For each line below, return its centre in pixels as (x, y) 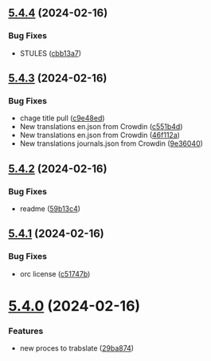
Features (26, 331)
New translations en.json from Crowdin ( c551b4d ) (101, 127)
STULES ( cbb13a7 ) (51, 53)
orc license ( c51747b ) (55, 273)
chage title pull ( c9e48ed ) (62, 118)
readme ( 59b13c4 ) (50, 209)
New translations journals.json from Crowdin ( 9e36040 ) (111, 143)
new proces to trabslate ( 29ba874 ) (76, 348)
